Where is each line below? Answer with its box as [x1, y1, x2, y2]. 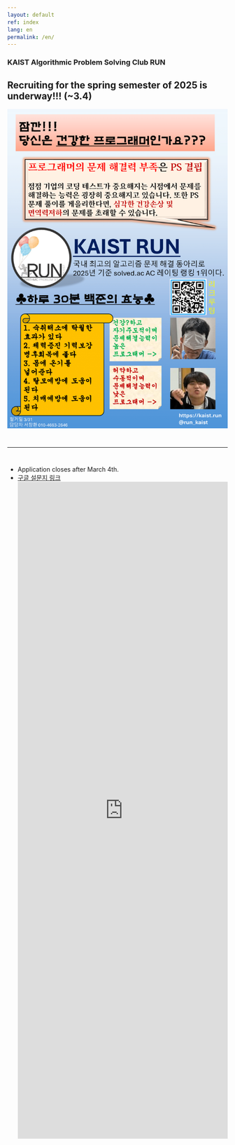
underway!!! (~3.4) [7, 90, 92, 102]
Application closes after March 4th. [17, 465, 119, 473]
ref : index [7, 18, 39, 26]
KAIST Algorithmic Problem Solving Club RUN [7, 57, 166, 67]
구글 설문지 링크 [17, 473, 61, 481]
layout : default [7, 11, 55, 18]
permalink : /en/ [7, 34, 55, 41]
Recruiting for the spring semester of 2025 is [7, 79, 208, 91]
